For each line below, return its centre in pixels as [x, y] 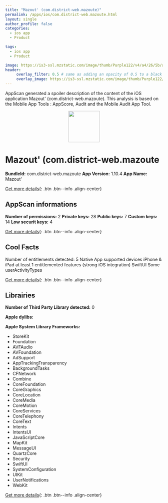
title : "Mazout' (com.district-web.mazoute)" [53, 10]
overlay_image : [32, 79]
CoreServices [26, 411]
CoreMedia [24, 400]
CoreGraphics [27, 390]
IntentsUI [22, 432]
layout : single [21, 19]
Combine [22, 379]
